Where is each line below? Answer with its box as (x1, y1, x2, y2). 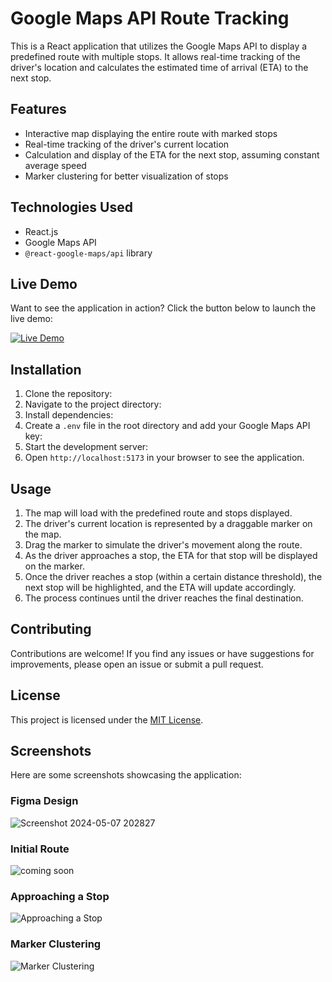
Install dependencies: (24, 409, 114, 421)
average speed (24, 159, 87, 171)
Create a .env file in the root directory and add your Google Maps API (24, 420, 311, 432)
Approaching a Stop (10, 889, 110, 903)
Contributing (10, 621, 92, 638)
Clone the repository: (24, 388, 113, 400)
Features (10, 101, 67, 118)
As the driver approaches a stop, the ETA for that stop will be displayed (24, 550, 318, 561)
